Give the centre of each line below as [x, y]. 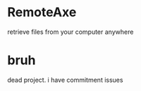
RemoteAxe [42, 12]
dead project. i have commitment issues [65, 80]
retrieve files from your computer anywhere [70, 32]
